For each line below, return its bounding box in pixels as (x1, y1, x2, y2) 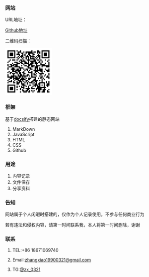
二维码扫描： (5, 38, 31, 44)
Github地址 (5, 27, 28, 33)
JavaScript (12, 131, 35, 137)
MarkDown (12, 126, 35, 132)
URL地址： (5, 16, 27, 23)
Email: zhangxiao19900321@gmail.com (12, 257, 91, 263)
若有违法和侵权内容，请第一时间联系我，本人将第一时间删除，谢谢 (5, 222, 140, 228)
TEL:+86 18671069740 (12, 247, 59, 253)
